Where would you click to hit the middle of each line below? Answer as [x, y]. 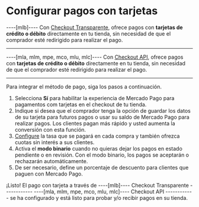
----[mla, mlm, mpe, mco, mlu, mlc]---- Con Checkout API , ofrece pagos [95, 57]
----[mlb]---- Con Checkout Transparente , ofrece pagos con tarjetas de [94, 27]
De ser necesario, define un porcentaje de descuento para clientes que [102, 167]
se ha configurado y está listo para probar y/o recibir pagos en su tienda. [99, 198]
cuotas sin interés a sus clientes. [54, 142]
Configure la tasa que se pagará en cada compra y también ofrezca [97, 136]
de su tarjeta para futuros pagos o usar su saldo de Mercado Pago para [102, 117]
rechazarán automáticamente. [51, 161]
